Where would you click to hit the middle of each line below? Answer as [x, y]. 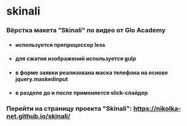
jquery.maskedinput [42, 79]
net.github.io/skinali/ [38, 116]
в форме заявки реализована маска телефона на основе [91, 72]
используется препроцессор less [60, 44]
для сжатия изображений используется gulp [75, 58]
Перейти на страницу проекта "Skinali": [69, 109]
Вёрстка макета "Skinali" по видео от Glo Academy [86, 30]
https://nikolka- [157, 109]
